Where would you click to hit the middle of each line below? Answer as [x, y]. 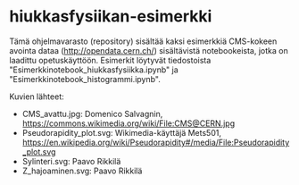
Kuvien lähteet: [37, 97]
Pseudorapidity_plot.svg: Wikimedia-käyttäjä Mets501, [121, 132]
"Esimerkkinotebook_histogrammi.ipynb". [85, 79]
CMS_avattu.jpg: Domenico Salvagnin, [92, 114]
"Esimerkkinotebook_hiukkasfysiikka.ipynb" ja [94, 70]
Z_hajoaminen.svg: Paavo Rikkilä [82, 171]
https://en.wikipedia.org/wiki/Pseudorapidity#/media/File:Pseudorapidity [156, 142]
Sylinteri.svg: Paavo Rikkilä [71, 161]
